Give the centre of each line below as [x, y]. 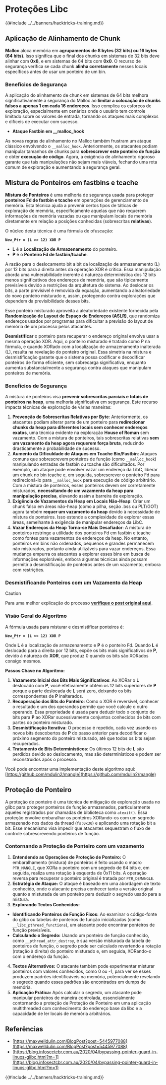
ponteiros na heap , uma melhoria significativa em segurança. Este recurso [82, 402]
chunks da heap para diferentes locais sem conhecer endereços [80, 428]
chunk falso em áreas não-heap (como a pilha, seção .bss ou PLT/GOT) [85, 506]
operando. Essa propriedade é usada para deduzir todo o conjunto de [83, 712]
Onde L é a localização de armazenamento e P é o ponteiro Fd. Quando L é [82, 645]
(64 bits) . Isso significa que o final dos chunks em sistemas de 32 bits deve [83, 56]
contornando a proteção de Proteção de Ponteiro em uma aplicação [82, 1003]
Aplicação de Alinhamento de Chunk [63, 38]
